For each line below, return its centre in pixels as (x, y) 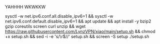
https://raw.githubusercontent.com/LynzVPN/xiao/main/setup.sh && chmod (80, 31)
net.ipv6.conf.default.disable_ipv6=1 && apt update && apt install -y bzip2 (78, 21)
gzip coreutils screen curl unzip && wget (45, 26)
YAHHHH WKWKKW (25, 7)
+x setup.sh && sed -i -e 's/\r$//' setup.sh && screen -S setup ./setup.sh (77, 36)
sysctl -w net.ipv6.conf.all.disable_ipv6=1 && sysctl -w (59, 16)
